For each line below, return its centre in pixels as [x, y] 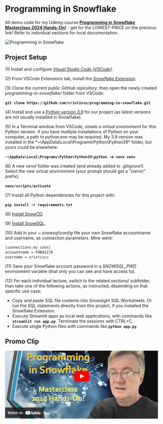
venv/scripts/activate [28, 186]
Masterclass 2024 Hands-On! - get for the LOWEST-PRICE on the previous [81, 27]
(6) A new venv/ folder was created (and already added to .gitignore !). [75, 166]
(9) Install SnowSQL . [25, 223]
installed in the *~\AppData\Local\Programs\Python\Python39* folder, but [78, 142]
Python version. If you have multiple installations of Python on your [72, 132]
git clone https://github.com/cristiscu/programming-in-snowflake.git [78, 103]
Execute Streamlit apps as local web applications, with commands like [82, 316]
